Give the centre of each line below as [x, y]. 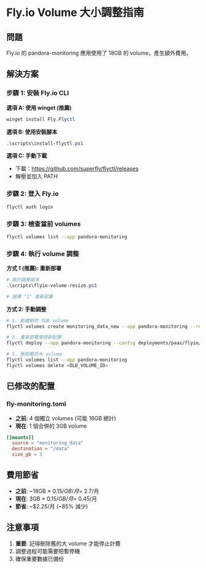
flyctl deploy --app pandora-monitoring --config [71, 343]
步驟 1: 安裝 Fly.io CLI [38, 93]
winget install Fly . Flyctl [41, 119]
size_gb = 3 [27, 455]
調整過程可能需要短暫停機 [48, 551]
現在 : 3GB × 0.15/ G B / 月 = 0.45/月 [56, 498]
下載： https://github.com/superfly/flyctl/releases [77, 169]
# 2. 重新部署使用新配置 [34, 338]
